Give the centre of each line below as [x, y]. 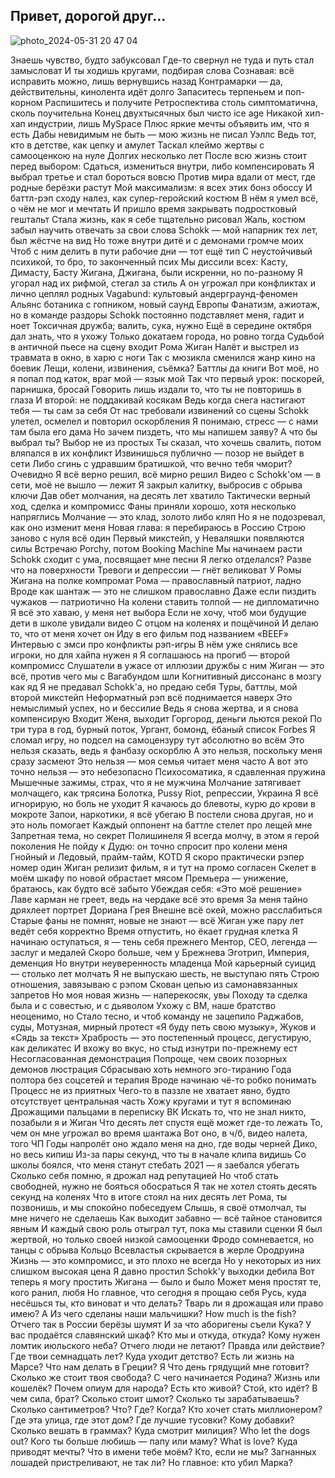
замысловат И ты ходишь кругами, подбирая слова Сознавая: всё [152, 70]
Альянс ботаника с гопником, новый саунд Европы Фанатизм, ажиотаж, [165, 304]
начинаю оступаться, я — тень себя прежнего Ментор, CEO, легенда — [164, 941]
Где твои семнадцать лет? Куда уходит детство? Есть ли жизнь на [152, 1356]
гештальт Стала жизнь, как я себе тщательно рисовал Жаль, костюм [158, 219]
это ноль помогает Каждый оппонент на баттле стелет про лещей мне [161, 825]
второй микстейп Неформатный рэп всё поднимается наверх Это [151, 697]
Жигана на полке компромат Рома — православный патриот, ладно [156, 580]
